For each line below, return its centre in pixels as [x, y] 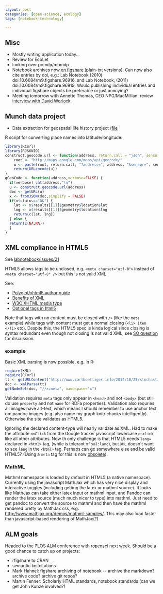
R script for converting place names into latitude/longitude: [64, 137]
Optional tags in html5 [34, 308]
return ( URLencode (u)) [35, 169]
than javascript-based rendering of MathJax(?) [52, 519]
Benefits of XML [28, 298]
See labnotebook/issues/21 [32, 259]
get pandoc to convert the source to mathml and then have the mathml [76, 503]
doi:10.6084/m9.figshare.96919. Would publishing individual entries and [84, 85]
